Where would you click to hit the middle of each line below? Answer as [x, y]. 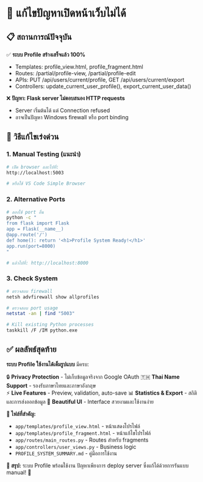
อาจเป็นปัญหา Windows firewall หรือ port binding [72, 117]
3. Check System [32, 278]
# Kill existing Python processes [50, 325]
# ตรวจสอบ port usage [32, 308]
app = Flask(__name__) [35, 229]
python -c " [21, 218]
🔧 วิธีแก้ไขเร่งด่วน [33, 137]
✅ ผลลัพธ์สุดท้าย [31, 350]
